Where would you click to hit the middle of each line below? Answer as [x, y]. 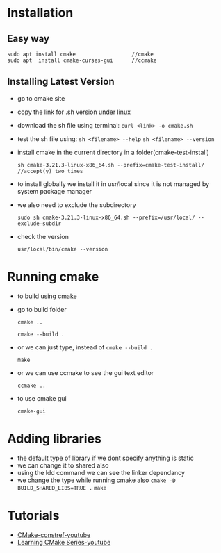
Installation [40, 13]
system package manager [55, 191]
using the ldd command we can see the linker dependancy [101, 472]
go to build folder [42, 309]
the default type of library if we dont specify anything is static [106, 458]
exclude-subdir [39, 224]
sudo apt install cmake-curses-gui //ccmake [82, 60]
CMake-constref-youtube [54, 535]
